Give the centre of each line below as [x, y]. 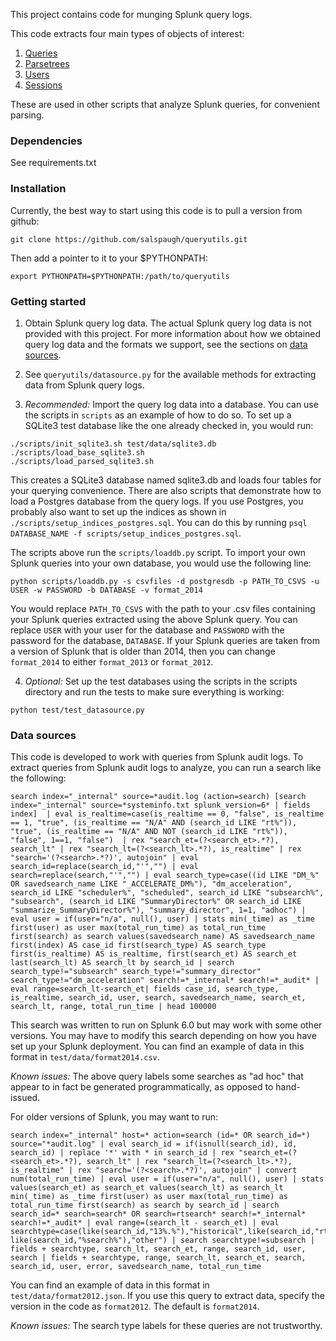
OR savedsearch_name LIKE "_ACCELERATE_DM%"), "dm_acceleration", [151, 884]
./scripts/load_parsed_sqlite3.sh [82, 461]
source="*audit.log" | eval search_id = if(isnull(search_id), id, [154, 1144]
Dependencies [46, 141]
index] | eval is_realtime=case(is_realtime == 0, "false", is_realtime [167, 814]
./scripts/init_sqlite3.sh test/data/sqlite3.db [113, 444]
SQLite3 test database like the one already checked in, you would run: [169, 425]
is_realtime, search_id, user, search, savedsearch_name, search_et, [158, 998]
